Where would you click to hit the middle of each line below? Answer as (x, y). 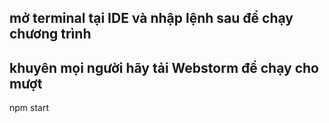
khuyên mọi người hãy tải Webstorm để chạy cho (164, 67)
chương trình (50, 34)
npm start (29, 108)
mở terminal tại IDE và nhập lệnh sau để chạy (151, 18)
